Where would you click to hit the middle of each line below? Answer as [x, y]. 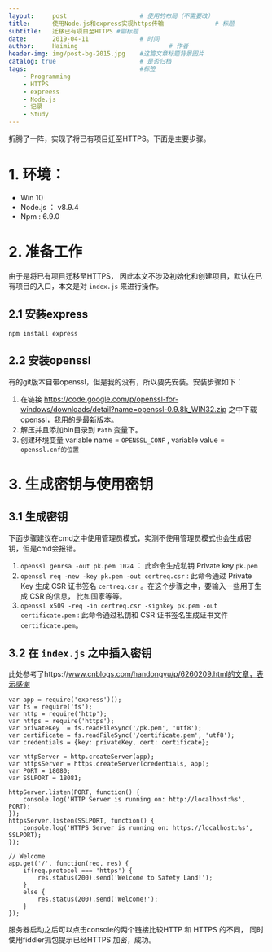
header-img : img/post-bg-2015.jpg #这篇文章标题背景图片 [106, 54]
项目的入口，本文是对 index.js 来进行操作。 [89, 286]
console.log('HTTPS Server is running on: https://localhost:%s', [138, 828]
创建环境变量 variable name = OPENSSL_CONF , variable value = [123, 440]
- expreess [42, 92]
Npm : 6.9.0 [40, 216]
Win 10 [31, 197]
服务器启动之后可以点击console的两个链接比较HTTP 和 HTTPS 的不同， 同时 [136, 930]
